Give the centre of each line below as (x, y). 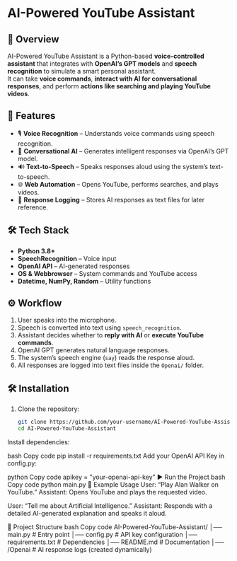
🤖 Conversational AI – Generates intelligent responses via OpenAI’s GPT (123, 151)
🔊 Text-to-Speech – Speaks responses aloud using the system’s (113, 166)
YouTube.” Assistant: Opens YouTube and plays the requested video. (107, 492)
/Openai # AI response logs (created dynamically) (80, 549)
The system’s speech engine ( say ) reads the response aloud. (106, 358)
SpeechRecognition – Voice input (67, 258)
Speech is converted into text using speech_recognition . (99, 328)
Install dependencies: (39, 442)
